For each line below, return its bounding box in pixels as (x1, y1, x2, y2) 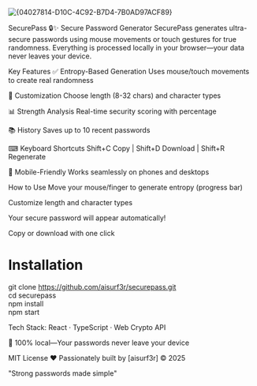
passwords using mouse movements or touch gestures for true (32, 35, 237, 43)
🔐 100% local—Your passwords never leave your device (8, 338, 190, 347)
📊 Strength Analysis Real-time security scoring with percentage (8, 107, 217, 116)
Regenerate (8, 152, 46, 161)
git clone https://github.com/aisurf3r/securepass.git (8, 282, 177, 291)
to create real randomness (8, 76, 94, 84)
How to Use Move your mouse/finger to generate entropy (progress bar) (8, 182, 243, 192)
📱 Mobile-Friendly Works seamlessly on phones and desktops (8, 167, 210, 177)
